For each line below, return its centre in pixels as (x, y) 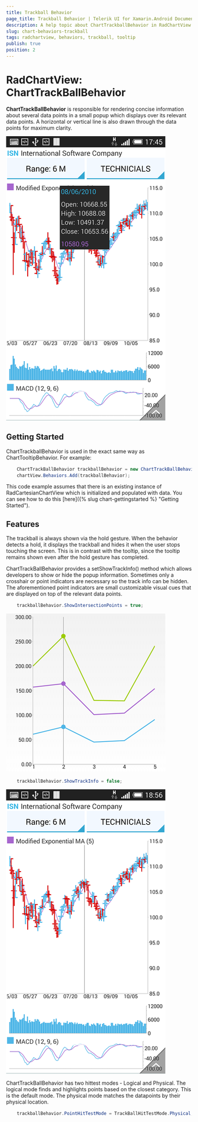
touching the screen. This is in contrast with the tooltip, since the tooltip (93, 551)
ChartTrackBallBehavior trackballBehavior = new (77, 469)
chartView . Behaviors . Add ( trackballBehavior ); (74, 475)
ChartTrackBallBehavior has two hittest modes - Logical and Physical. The (96, 1083)
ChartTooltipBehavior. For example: (49, 457)
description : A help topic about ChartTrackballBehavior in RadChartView (99, 25)
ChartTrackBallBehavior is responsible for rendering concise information (95, 109)
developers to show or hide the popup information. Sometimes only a (90, 575)
